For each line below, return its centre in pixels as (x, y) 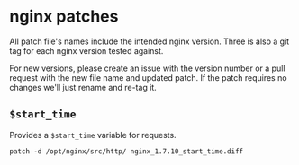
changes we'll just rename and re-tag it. (83, 87)
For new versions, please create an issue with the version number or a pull (147, 68)
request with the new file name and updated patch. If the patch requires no (148, 77)
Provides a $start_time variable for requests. (93, 135)
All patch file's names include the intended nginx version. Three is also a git (149, 41)
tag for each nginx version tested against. (86, 50)
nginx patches (64, 17)
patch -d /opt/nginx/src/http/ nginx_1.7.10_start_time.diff (127, 151)
